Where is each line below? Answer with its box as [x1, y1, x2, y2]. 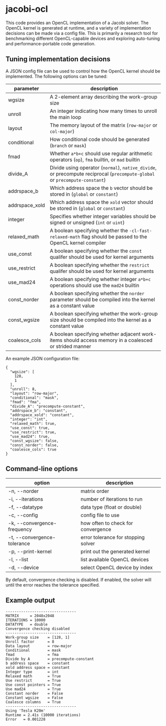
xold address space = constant [5, 665, 70, 670]
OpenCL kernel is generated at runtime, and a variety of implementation [5, 25, 152, 31]
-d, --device [8, 564, 39, 571]
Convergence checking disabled [5, 626, 70, 631]
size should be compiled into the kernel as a [49, 316, 152, 323]
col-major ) [49, 128, 75, 135]
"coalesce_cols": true [10, 447, 57, 452]
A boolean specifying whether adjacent [49, 330, 141, 337]
